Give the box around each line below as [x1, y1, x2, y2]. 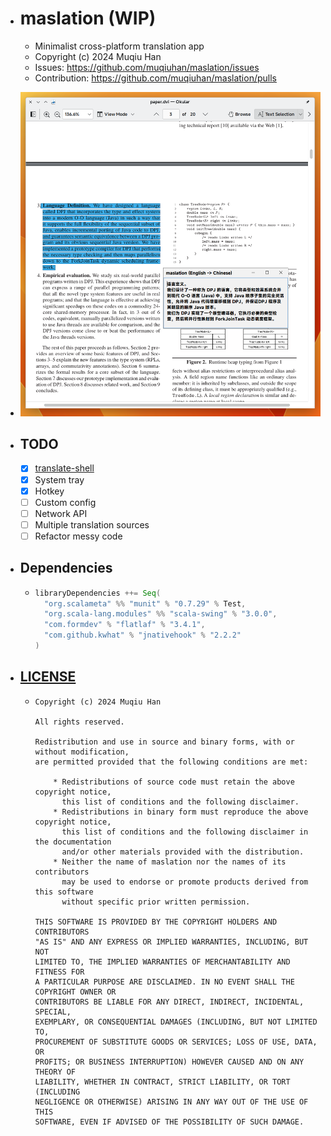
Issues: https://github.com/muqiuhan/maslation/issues [34, 61, 260, 73]
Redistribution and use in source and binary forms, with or [34, 737, 295, 747]
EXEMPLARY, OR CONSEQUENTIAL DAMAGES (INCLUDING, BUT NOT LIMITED [34, 1017, 318, 1027]
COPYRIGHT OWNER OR [34, 987, 117, 997]
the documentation [34, 837, 112, 847]
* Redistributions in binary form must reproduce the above [53, 807, 309, 817]
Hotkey [34, 485, 65, 497]
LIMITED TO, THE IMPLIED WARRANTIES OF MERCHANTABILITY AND [34, 957, 291, 967]
